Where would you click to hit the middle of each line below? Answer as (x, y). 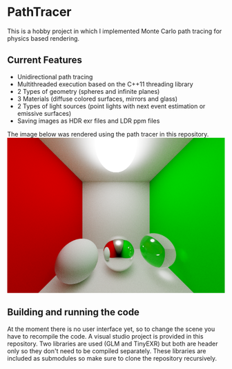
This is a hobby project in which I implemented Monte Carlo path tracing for (115, 31)
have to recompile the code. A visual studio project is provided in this (105, 336)
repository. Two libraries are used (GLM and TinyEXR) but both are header (113, 343)
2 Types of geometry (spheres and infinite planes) (88, 91)
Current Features (45, 60)
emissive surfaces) (44, 113)
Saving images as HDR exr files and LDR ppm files (88, 121)
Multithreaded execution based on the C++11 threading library (105, 84)
